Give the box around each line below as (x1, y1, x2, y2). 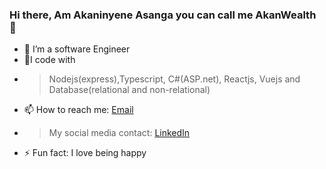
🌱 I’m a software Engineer (23, 43, 131, 55)
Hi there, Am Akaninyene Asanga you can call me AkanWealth (9, 8, 317, 22)
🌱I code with (23, 54, 76, 66)
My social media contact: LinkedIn (48, 127, 191, 139)
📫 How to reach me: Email (23, 104, 134, 116)
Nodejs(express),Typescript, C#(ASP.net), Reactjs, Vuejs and (48, 73, 301, 85)
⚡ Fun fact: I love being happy (23, 147, 147, 159)
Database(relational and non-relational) (48, 84, 211, 96)
